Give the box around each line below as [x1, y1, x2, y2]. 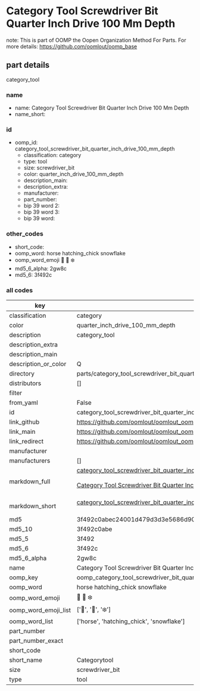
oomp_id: [14, 139, 38, 146]
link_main [9, 427, 36, 436]
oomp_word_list [9, 617, 54, 626]
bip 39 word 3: [23, 208, 60, 215]
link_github [9, 418, 40, 426]
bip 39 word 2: [23, 202, 60, 210]
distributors [9, 379, 42, 387]
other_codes [6, 230, 43, 238]
